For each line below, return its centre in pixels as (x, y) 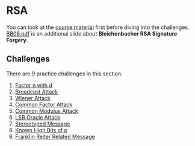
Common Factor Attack (44, 104)
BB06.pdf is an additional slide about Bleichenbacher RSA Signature (92, 33)
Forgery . (17, 40)
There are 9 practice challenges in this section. (64, 74)
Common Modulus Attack (46, 111)
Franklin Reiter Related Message (55, 136)
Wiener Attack (32, 98)
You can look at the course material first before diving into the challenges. (98, 27)
